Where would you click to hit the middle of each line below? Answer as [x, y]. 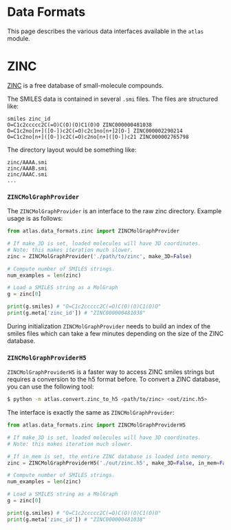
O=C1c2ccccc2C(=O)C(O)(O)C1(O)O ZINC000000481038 [80, 125]
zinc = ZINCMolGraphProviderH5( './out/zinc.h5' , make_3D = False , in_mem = [113, 463]
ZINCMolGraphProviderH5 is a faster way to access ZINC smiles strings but [111, 372]
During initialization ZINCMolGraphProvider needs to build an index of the [109, 326]
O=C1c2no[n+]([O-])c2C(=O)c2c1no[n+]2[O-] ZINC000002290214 [95, 131]
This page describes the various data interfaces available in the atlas [106, 31]
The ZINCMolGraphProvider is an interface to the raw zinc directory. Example [114, 211]
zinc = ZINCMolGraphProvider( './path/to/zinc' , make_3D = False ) [100, 256]
